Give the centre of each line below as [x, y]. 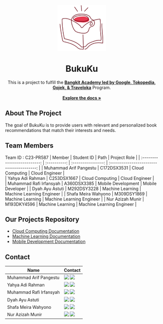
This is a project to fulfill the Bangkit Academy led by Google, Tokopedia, [82, 82]
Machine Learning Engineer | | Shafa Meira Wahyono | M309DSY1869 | [76, 194]
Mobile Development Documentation [49, 241]
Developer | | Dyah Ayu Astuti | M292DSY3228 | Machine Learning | [73, 189]
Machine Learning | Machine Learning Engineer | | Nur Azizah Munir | [75, 199]
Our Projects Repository [42, 219]
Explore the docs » [82, 98]
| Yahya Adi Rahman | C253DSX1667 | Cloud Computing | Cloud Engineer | [80, 178]
